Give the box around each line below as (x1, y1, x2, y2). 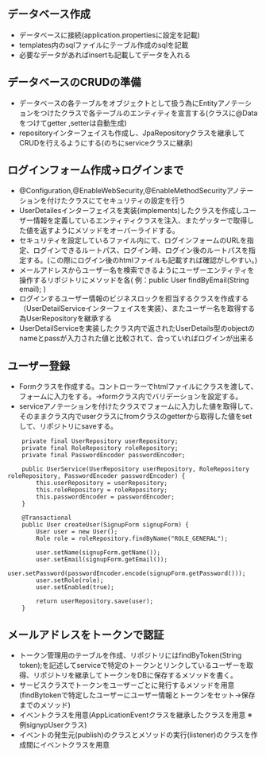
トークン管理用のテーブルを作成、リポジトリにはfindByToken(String (18, 650, 242, 660)
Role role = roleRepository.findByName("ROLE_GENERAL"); (36, 535, 228, 543)
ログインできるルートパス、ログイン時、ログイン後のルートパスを (33, 246, 249, 255)
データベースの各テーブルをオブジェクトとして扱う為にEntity (18, 98, 218, 107)
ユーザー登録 (7, 359, 71, 372)
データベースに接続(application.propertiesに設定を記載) (18, 30, 200, 40)
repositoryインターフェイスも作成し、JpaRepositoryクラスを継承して (18, 128, 245, 138)
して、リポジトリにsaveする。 (18, 421, 118, 431)
